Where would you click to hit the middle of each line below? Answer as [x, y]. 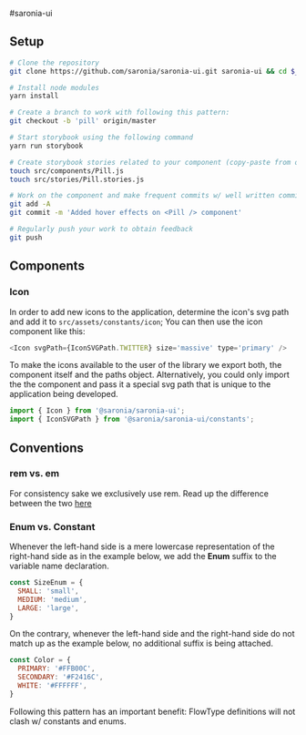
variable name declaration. [59, 566]
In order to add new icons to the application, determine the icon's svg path [149, 311]
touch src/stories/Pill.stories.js [77, 179]
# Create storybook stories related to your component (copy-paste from [150, 162]
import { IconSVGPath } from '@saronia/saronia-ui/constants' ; [132, 419]
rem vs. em [35, 474]
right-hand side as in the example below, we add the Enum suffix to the [143, 556]
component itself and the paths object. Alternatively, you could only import [149, 375]
